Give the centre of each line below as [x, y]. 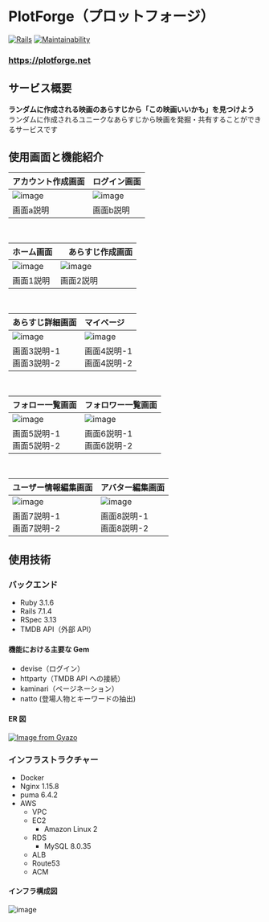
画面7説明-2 [37, 528]
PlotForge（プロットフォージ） [112, 17]
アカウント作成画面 [49, 182]
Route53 [46, 863]
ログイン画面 [117, 182]
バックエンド [33, 585]
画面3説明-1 [37, 351]
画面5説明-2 [37, 446]
